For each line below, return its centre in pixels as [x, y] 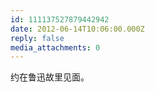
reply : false [37, 38]
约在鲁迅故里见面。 [50, 77]
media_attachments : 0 [55, 47]
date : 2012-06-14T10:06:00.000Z [77, 29]
